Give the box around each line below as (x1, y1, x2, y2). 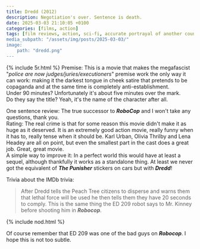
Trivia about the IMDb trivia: (6, 176, 74, 183)
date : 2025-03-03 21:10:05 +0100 (6, 20, 89, 26)
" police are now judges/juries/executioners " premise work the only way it (6, 70, 186, 78)
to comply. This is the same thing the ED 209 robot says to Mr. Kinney (20, 200, 192, 207)
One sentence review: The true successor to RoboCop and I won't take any (6, 107, 191, 114)
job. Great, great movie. (6, 145, 64, 152)
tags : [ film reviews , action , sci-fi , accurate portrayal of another (6, 31, 183, 37)
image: (6, 42, 23, 48)
